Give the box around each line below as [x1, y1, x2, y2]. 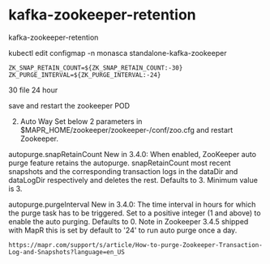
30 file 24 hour [8, 85, 58, 95]
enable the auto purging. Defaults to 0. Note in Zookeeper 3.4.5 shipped [8, 216, 249, 226]
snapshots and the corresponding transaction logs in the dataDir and [8, 166, 238, 176]
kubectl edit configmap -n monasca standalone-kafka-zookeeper [8, 48, 227, 57]
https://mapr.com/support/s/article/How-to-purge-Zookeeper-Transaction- [8, 241, 264, 249]
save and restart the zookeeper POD [8, 100, 131, 110]
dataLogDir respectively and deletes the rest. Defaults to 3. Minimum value [8, 175, 258, 185]
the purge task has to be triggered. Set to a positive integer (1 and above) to [8, 208, 261, 218]
